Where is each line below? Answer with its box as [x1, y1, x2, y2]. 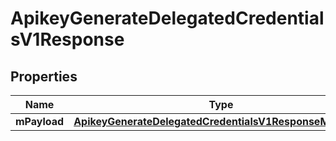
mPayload [15, 115, 65, 128]
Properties [10, 68, 78, 85]
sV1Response [10, 28, 125, 51]
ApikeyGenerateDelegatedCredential [10, 7, 325, 30]
